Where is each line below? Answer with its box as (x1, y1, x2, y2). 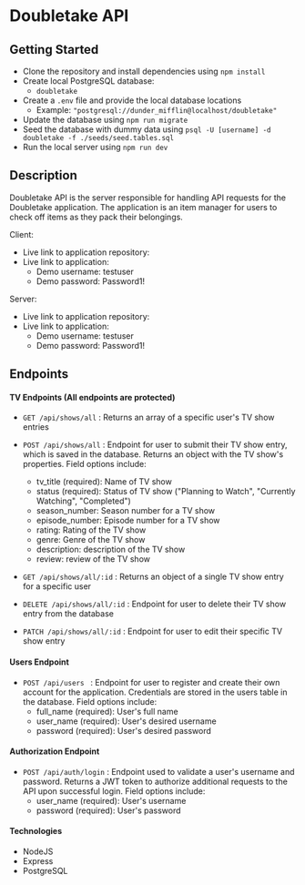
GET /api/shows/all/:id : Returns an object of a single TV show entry (22, 571, 284, 583)
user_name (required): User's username (36, 795, 187, 806)
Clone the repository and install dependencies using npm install (22, 66, 266, 76)
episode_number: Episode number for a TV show (36, 515, 220, 526)
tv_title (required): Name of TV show (36, 476, 173, 487)
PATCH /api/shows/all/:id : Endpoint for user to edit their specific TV (22, 626, 283, 637)
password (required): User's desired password (36, 725, 212, 736)
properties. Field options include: (22, 459, 147, 470)
